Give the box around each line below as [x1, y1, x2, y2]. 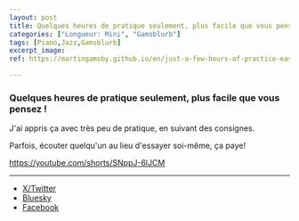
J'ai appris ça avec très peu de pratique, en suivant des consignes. [9, 123, 255, 134]
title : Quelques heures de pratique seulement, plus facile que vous [9, 21, 273, 30]
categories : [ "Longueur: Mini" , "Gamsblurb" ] [9, 29, 181, 38]
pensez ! [9, 102, 47, 115]
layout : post [9, 12, 58, 22]
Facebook [21, 202, 60, 213]
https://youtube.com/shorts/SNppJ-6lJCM [9, 158, 166, 168]
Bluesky [21, 192, 52, 203]
